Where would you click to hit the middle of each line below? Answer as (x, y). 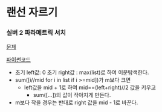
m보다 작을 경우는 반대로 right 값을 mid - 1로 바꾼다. (76, 102)
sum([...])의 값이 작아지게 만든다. (72, 95)
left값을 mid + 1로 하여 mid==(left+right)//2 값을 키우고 (90, 87)
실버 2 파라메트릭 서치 (36, 33)
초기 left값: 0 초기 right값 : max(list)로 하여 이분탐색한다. (82, 72)
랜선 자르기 (32, 12)
